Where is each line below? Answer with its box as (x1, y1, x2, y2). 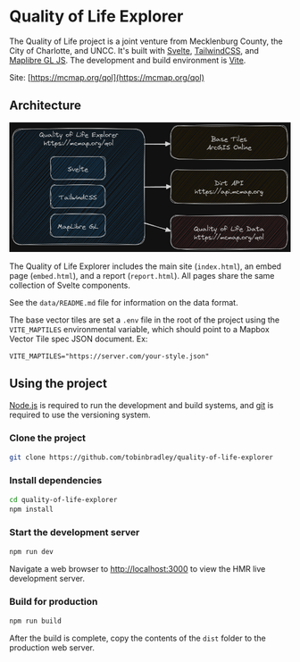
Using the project (9, 376, 107, 391)
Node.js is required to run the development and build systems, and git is (9, 399, 274, 410)
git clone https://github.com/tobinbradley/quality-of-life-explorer (9, 453, 274, 462)
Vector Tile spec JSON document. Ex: (9, 333, 148, 344)
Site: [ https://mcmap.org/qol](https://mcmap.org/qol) (9, 71, 205, 82)
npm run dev (9, 548, 54, 557)
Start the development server (9, 525, 140, 538)
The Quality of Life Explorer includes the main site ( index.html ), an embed (9, 261, 282, 272)
